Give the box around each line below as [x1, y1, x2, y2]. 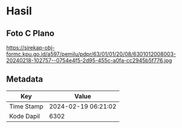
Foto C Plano [6, 28, 55, 38]
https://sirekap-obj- [6, 44, 55, 51]
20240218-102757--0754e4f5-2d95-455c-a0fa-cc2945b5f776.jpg [6, 57, 172, 64]
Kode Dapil [9, 112, 40, 120]
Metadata [6, 74, 43, 85]
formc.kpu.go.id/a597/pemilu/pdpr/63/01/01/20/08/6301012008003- [6, 50, 176, 58]
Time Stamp [9, 102, 44, 111]
